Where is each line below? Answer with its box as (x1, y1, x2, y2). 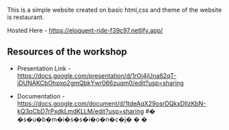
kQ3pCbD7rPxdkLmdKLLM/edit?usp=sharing (16, 107, 144, 115)
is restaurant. (7, 13, 44, 21)
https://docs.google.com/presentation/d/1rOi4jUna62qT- (16, 71, 176, 79)
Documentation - (16, 92, 65, 100)
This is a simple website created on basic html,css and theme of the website (7, 6, 222, 14)
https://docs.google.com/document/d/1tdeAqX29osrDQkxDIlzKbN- (16, 99, 206, 107)
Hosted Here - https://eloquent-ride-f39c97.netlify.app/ (7, 27, 163, 34)
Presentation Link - (16, 64, 71, 73)
